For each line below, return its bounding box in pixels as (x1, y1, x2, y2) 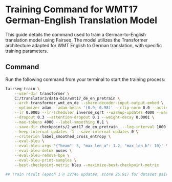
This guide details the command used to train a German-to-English (5, 31, 146, 37)
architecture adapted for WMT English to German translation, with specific (5, 42, 162, 48)
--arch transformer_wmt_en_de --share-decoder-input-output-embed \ (14, 100, 164, 106)
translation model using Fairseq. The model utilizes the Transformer (5, 37, 148, 43)
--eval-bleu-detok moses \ (14, 148, 72, 153)
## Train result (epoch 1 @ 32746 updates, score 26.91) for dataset (5, 172, 157, 177)
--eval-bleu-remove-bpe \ (14, 153, 70, 158)
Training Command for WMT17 (5, 4, 138, 15)
